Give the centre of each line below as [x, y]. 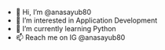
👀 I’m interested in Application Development [86, 20]
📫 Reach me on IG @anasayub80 [70, 37]
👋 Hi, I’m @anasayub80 [53, 12]
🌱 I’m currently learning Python [66, 29]
